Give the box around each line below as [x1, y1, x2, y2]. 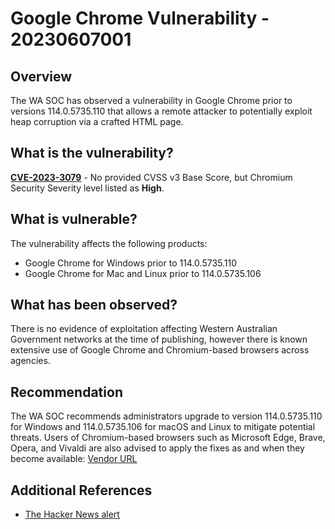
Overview [10, 68, 73, 85]
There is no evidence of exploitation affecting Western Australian [10, 323, 278, 335]
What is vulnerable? [10, 211, 138, 228]
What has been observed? [10, 297, 178, 314]
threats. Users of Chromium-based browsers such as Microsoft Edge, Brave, [10, 432, 326, 444]
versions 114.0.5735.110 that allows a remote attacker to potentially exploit [10, 105, 313, 117]
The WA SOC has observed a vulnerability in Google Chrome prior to [10, 95, 293, 106]
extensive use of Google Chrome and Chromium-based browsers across [10, 344, 310, 356]
